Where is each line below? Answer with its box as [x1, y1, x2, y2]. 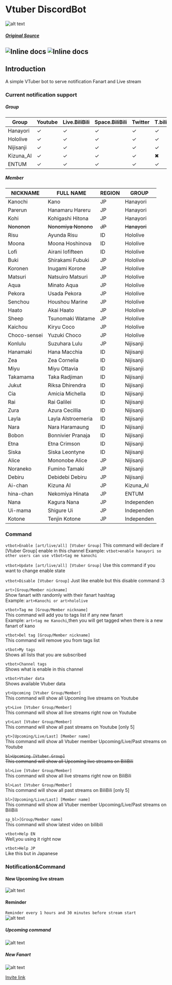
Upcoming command [5, 926, 51, 933]
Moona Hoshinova [48, 240, 92, 247]
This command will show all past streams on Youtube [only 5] [5, 724, 135, 730]
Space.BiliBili [94, 118, 127, 125]
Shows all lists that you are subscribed [5, 651, 87, 658]
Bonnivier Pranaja [48, 431, 91, 439]
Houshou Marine [48, 298, 88, 305]
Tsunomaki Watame [48, 315, 96, 322]
